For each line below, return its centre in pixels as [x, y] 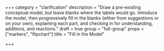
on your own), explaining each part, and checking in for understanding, [79, 23]
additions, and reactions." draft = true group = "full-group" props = [75, 29]
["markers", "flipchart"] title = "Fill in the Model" [55, 34]
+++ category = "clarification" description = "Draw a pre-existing [73, 7]
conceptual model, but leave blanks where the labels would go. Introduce [81, 13]
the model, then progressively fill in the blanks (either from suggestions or [82, 18]
